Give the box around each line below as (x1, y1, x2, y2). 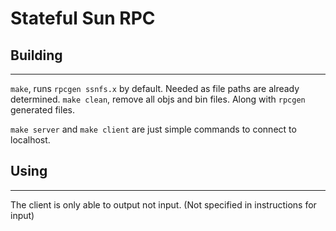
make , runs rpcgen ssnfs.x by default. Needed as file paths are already (10, 83, 300, 94)
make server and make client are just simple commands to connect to (10, 123, 297, 135)
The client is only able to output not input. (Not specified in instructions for (10, 198, 317, 211)
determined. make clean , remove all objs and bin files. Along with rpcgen (10, 93, 306, 105)
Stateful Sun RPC (10, 7, 156, 30)
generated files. (10, 104, 75, 116)
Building (10, 47, 63, 64)
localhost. (10, 134, 51, 146)
